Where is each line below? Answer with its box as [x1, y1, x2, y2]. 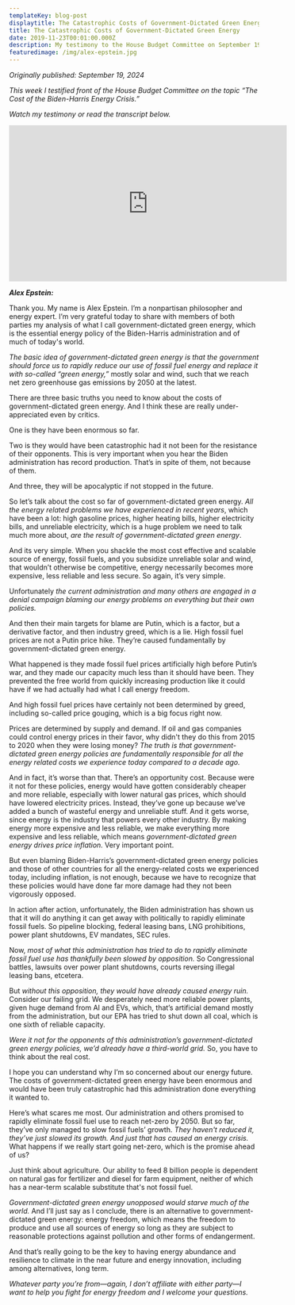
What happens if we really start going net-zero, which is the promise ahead [9, 1142, 255, 1151]
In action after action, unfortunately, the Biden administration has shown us [9, 905, 255, 914]
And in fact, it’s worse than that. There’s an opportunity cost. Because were [9, 773, 255, 782]
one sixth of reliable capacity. [9, 1020, 105, 1029]
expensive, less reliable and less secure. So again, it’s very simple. [9, 571, 226, 580]
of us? [9, 1150, 30, 1159]
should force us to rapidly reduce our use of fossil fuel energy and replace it [9, 361, 259, 370]
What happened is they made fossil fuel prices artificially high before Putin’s [9, 659, 257, 669]
